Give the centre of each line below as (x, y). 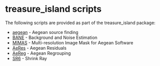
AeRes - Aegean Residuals (39, 48)
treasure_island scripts (53, 9)
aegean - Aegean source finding (45, 32)
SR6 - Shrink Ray (30, 58)
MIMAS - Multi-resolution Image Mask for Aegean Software (73, 42)
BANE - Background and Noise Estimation (55, 37)
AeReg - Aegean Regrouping (41, 53)
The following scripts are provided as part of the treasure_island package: (80, 23)
